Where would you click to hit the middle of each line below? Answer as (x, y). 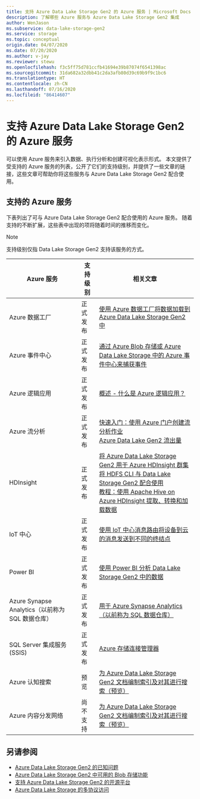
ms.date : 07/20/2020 (32, 51)
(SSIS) (18, 652)
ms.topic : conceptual (33, 39)
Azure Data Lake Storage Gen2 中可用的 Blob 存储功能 (81, 775)
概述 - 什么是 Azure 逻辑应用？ (142, 393)
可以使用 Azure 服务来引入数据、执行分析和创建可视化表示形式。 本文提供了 (99, 159)
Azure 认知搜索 (30, 682)
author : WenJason (28, 23)
